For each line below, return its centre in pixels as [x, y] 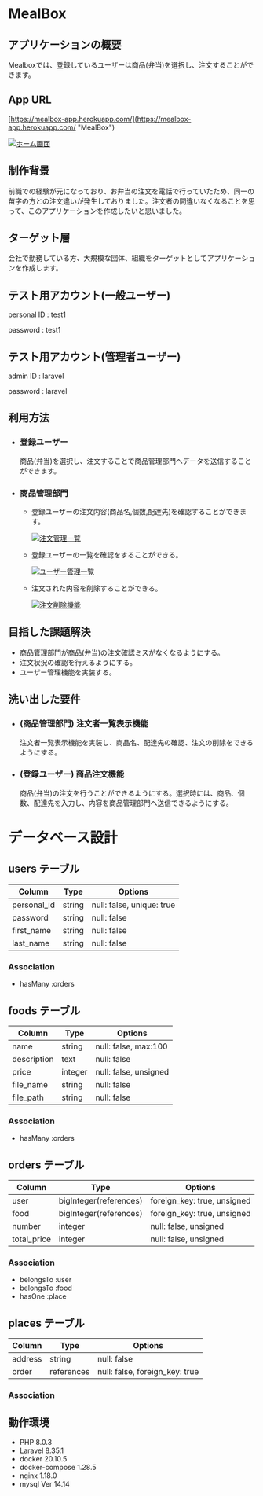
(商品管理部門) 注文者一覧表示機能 [84, 724]
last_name [31, 943]
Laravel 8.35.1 [42, 1450]
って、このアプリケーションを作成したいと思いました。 [97, 211]
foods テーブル [44, 1011]
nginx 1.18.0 [38, 1476]
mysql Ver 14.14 [45, 1483]
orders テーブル [46, 1165]
